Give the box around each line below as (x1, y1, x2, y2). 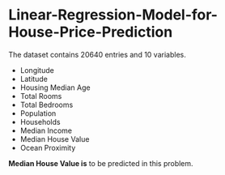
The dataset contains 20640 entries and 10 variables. (8, 49, 186, 59)
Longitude (19, 65, 54, 75)
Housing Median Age (19, 83, 91, 92)
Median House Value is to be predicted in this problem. (8, 158, 193, 168)
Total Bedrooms (19, 100, 74, 109)
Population (19, 108, 57, 118)
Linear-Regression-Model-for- (8, 6, 219, 24)
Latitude (19, 74, 49, 83)
